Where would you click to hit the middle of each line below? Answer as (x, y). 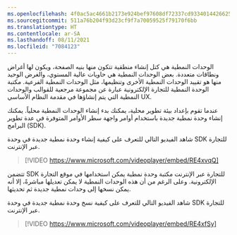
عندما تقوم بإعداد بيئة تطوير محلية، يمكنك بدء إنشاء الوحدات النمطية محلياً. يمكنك (113, 110)
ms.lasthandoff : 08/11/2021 (49, 40)
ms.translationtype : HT (42, 27)
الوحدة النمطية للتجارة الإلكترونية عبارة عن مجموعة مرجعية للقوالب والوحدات (108, 89)
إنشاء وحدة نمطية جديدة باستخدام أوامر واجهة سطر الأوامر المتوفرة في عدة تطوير (115, 118)
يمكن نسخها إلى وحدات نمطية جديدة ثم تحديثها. (69, 189)
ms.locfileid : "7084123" (44, 47)
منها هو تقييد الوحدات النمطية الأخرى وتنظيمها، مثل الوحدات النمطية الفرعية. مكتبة (115, 82)
